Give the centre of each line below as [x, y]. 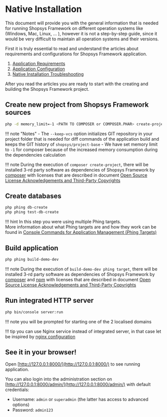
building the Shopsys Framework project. [47, 89]
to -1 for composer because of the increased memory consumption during [82, 149]
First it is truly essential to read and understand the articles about [72, 48]
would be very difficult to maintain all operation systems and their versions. [82, 39]
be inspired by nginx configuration [40, 336]
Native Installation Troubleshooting [48, 74]
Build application [32, 248]
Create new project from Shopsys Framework [77, 105]
